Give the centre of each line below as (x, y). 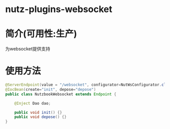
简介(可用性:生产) (41, 34)
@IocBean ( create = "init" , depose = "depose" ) (51, 89)
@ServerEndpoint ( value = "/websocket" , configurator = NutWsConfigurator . (83, 85)
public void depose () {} (40, 117)
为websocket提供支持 (28, 49)
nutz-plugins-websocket (59, 9)
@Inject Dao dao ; (33, 103)
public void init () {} (38, 112)
